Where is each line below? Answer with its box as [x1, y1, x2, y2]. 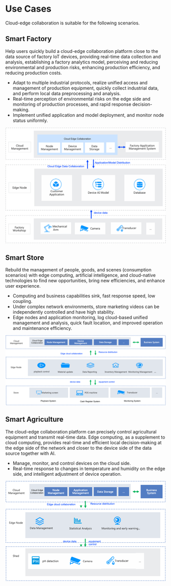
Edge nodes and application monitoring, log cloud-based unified [12, 315, 148, 321]
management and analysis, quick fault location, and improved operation [12, 320, 163, 326]
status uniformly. [12, 117, 48, 124]
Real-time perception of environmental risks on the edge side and [12, 96, 151, 102]
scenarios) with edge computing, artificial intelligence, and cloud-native [5, 272, 156, 279]
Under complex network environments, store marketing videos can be [12, 303, 160, 310]
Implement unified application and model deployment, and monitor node [12, 112, 164, 118]
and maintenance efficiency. [12, 325, 72, 331]
